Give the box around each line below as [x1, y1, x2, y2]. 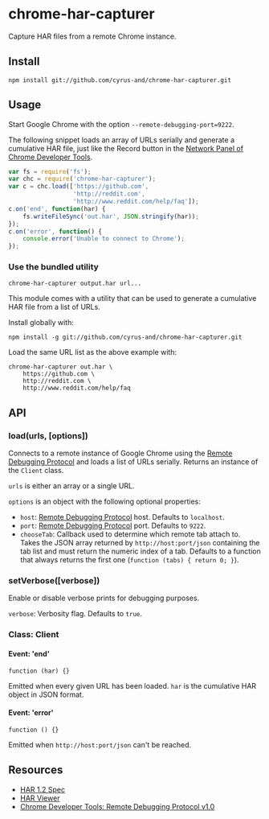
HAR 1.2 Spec [19, 784, 66, 794]
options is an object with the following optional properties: [8, 496, 201, 507]
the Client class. [8, 466, 64, 475]
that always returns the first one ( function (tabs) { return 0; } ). [19, 555, 239, 565]
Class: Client [8, 629, 59, 640]
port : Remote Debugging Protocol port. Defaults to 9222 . [19, 521, 206, 531]
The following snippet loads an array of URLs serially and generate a [8, 134, 235, 145]
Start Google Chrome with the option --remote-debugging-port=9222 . [8, 119, 234, 129]
